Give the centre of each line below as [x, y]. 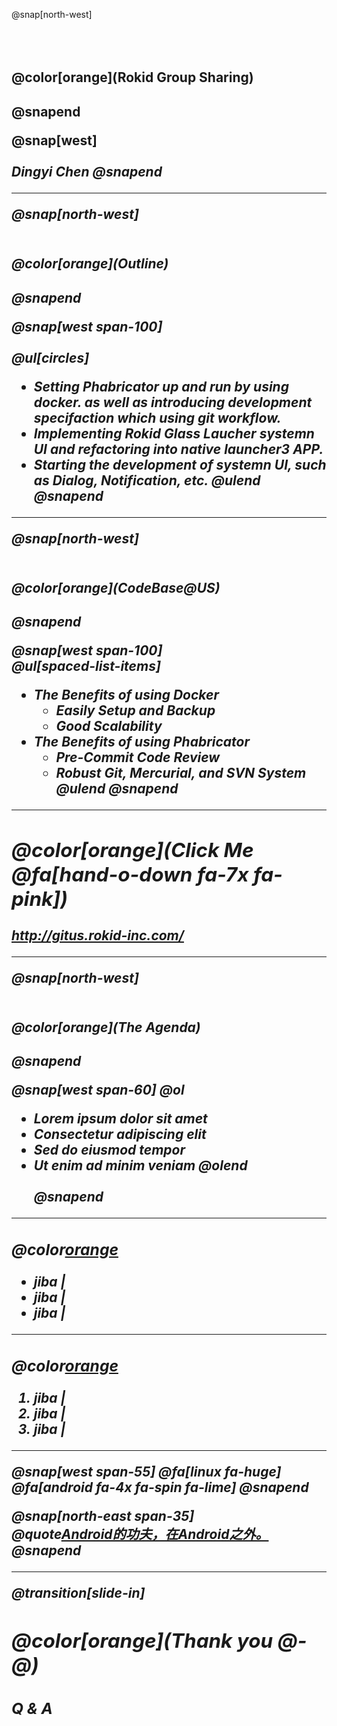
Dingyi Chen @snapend [87, 171]
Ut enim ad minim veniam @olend [140, 1165]
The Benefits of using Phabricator [142, 742]
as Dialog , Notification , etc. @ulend [147, 480]
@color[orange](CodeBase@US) [116, 587]
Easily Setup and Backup [135, 710]
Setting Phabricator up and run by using [161, 386]
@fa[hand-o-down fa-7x [130, 875]
